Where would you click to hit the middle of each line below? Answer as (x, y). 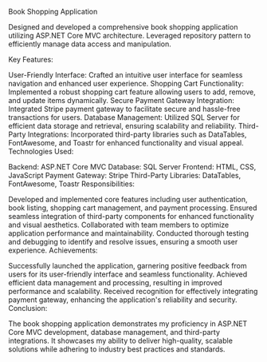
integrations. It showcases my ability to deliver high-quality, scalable (121, 340)
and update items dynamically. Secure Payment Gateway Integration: (122, 100)
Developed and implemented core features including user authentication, (128, 199)
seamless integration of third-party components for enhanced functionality (131, 216)
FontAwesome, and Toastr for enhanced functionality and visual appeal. (126, 143)
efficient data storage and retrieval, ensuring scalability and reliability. (122, 126)
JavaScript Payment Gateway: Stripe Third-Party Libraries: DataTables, (125, 175)
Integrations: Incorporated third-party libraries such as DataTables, (137, 134)
